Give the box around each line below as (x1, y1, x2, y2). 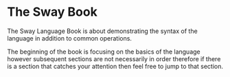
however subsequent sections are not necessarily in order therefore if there (7, 54, 221, 63)
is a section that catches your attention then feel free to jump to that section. (7, 62, 224, 70)
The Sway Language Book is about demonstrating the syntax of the (7, 27, 198, 35)
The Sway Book (7, 4, 97, 20)
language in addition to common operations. (7, 34, 133, 42)
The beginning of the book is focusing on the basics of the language (7, 47, 200, 56)
